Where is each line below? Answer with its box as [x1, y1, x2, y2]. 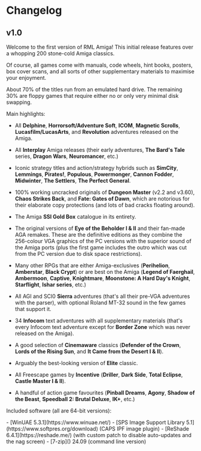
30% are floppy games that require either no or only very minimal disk [6, 92, 179, 99]
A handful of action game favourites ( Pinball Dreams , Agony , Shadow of [14, 389, 195, 396]
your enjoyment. [6, 74, 47, 81]
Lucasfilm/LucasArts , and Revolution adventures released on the [14, 129, 179, 135]
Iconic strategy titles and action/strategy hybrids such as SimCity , [14, 165, 178, 171]
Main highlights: [6, 110, 46, 117]
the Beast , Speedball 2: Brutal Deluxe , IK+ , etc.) [14, 396, 135, 402]
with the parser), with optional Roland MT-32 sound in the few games [14, 299, 186, 306]
